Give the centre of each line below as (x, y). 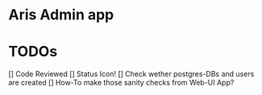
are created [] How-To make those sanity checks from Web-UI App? (121, 83)
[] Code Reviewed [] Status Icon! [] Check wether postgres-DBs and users (131, 74)
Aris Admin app (61, 15)
